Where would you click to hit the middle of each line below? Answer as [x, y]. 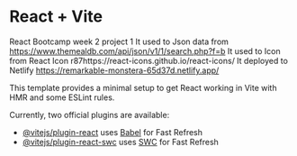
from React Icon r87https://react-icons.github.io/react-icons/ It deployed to [148, 60]
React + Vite [56, 17]
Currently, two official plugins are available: [90, 115]
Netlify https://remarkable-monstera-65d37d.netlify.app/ [114, 70]
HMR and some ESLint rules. [62, 97]
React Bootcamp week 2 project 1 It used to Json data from [119, 41]
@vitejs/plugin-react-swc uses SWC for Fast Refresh [120, 142]
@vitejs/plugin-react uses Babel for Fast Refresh [112, 132]
